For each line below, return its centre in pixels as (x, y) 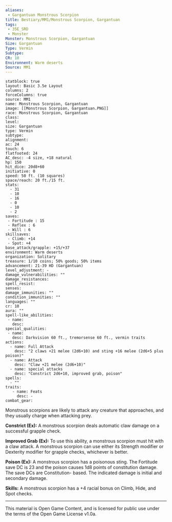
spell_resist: (20, 284)
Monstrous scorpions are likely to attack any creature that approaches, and (84, 410)
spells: (14, 378)
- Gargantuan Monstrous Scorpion (43, 15)
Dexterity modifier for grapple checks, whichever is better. (67, 452)
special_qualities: (26, 329)
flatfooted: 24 (21, 154)
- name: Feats (27, 392)
